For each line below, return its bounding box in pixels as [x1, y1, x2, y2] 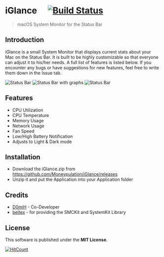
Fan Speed [12, 128, 35, 134]
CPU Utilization [12, 107, 43, 113]
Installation [5, 153, 41, 161]
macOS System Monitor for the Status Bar [17, 21, 103, 27]
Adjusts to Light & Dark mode [12, 139, 72, 145]
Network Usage [12, 123, 44, 129]
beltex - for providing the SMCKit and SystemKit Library [12, 209, 126, 215]
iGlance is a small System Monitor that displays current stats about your [5, 49, 151, 54]
